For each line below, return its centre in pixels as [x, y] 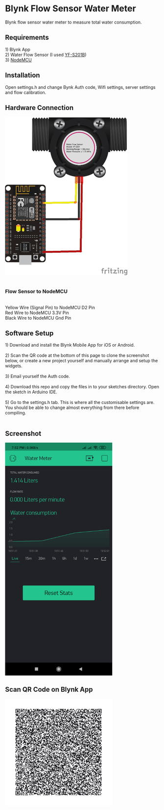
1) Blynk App [18, 49]
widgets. [14, 366]
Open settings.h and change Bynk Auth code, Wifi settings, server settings [80, 87]
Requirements [27, 38]
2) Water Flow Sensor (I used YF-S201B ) [46, 54]
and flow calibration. [26, 92]
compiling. [16, 413]
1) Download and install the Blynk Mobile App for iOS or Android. [70, 345]
